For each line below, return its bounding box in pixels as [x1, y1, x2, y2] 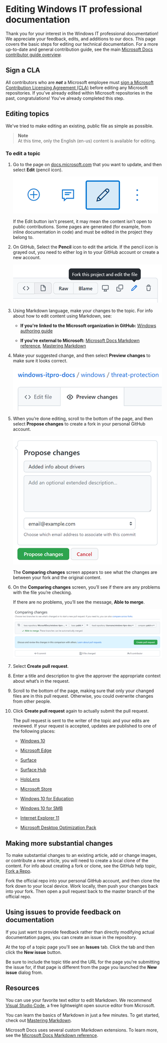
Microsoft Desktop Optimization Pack [20, 825, 97, 831]
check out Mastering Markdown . [5, 1017, 72, 1023]
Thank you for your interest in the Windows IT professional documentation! [5, 30, 159, 36]
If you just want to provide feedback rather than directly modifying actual [5, 929, 155, 935]
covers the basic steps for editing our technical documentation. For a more [5, 41, 158, 47]
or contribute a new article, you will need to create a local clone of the [5, 857, 149, 864]
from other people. [12, 698, 52, 705]
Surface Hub [20, 767, 47, 773]
